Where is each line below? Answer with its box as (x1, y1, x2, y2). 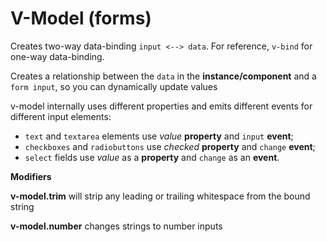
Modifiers (10, 170, 52, 182)
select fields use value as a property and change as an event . (24, 151, 280, 163)
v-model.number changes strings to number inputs (10, 220, 223, 232)
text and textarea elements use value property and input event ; (24, 130, 294, 142)
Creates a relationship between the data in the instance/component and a (10, 70, 317, 82)
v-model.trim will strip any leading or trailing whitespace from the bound (10, 190, 311, 202)
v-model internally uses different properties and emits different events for (10, 100, 313, 112)
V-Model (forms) (10, 7, 152, 30)
